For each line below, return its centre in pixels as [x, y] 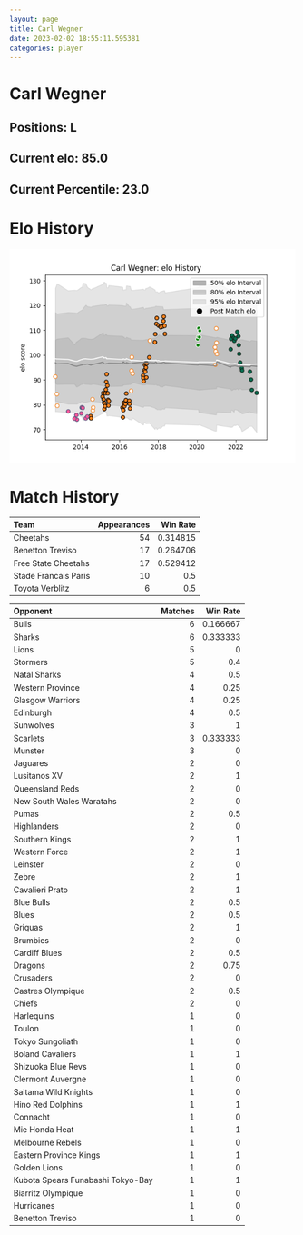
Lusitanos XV [38, 776]
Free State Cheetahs [51, 563]
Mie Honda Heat [44, 1130]
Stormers [30, 662]
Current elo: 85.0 [59, 159]
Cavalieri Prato [40, 890]
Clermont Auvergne [50, 1079]
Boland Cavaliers [45, 1053]
